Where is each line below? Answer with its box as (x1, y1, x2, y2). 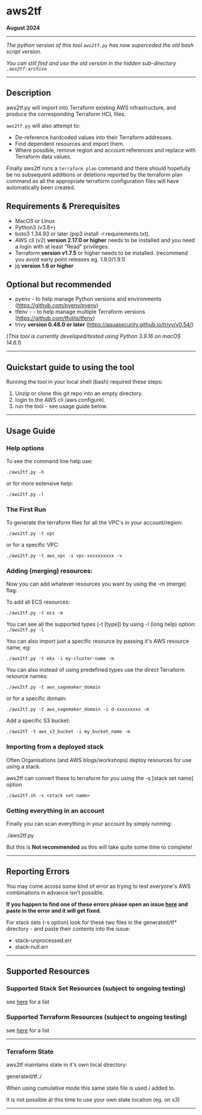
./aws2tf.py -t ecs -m (6, 610, 63, 616)
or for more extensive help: (6, 479, 73, 487)
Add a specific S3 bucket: (6, 717, 70, 724)
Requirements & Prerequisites (6, 201, 120, 211)
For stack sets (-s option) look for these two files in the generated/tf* (6, 919, 177, 926)
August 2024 (6, 24, 40, 31)
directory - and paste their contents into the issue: (6, 925, 130, 932)
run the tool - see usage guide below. (14, 402, 108, 410)
